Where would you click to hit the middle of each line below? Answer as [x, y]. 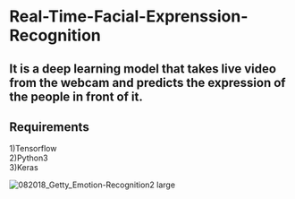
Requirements [49, 127]
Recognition [55, 35]
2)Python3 [29, 158]
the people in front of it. [76, 96]
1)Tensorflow [33, 149]
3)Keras [24, 168]
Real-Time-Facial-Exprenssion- [129, 17]
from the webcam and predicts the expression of [147, 82]
